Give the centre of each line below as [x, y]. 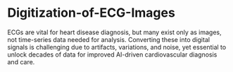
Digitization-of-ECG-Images [92, 13]
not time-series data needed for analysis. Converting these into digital [108, 39]
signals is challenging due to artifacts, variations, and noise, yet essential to [117, 47]
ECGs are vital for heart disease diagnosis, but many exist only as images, [114, 32]
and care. [21, 62]
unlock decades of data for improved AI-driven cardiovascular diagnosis [112, 55]
